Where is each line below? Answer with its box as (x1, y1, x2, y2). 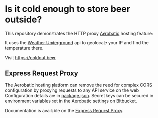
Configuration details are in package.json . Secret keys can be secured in (5, 92, 154, 98)
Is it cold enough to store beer (5, 3, 130, 15)
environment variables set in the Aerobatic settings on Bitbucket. (5, 98, 137, 104)
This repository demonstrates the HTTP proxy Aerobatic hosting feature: (5, 30, 153, 36)
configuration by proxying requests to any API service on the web (5, 87, 139, 93)
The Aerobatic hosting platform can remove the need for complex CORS (5, 82, 152, 88)
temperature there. (5, 45, 44, 51)
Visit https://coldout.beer (5, 54, 56, 60)
